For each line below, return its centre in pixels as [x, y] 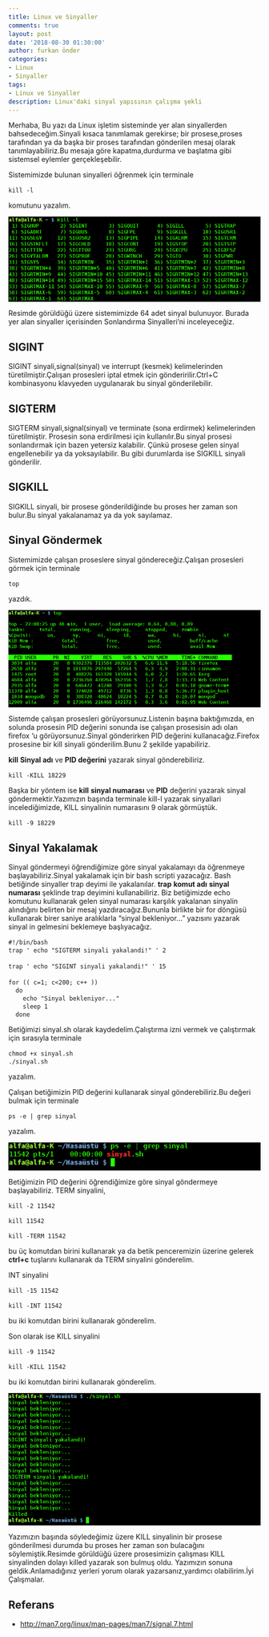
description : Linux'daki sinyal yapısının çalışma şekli [105, 101]
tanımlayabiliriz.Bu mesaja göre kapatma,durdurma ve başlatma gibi [120, 151]
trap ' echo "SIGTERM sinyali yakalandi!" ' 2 [87, 950]
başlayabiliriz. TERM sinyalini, [57, 1190]
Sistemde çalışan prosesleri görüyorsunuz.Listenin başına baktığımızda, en [131, 719]
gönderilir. [25, 462]
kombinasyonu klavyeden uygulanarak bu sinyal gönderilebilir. [111, 383]
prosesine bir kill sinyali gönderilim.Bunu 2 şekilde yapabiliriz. [109, 744]
